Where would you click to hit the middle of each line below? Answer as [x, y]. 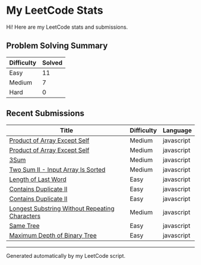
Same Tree [25, 226]
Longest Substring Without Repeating [62, 208]
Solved [52, 62]
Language [177, 130]
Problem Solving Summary [57, 46]
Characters [25, 216]
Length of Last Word [38, 179]
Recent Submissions [45, 113]
